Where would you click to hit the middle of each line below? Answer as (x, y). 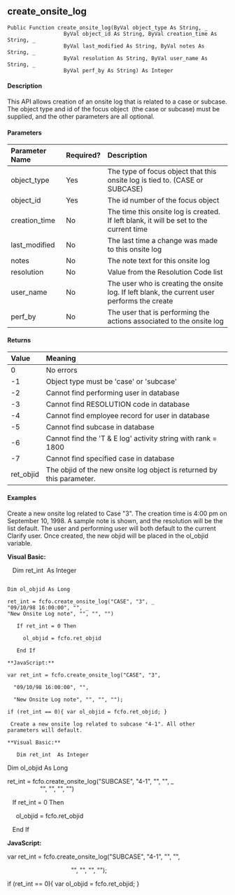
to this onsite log (135, 249)
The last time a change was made (163, 241)
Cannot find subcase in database (100, 427)
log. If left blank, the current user (161, 292)
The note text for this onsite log (159, 261)
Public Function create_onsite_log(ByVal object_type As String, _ (108, 27)
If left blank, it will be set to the (157, 221)
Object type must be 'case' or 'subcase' (111, 382)
